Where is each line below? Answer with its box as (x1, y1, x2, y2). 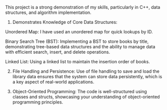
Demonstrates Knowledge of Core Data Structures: (12, 19, 117, 25)
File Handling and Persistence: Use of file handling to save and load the (12, 68, 160, 74)
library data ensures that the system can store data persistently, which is (12, 74, 162, 79)
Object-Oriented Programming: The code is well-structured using (12, 89, 147, 94)
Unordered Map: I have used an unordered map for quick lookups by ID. (5, 29, 153, 34)
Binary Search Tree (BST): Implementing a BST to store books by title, (5, 38, 149, 44)
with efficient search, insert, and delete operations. (5, 49, 110, 55)
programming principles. (12, 99, 63, 105)
